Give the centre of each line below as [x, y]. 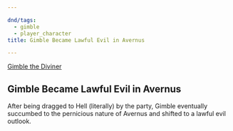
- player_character [43, 33]
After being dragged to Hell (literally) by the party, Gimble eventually [108, 106]
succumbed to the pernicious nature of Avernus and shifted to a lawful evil [117, 114]
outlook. [20, 121]
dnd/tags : [22, 20]
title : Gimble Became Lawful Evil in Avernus [76, 40]
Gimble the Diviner [35, 67]
